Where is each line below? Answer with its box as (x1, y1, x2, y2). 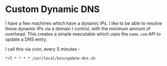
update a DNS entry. (5, 36, 47, 42)
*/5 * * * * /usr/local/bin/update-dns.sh (5, 55, 96, 61)
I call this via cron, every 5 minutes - (5, 46, 80, 52)
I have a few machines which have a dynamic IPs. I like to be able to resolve (5, 20, 162, 26)
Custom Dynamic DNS (5, 4, 100, 15)
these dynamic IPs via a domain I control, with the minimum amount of (5, 25, 151, 31)
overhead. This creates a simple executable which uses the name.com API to (5, 31, 161, 37)
